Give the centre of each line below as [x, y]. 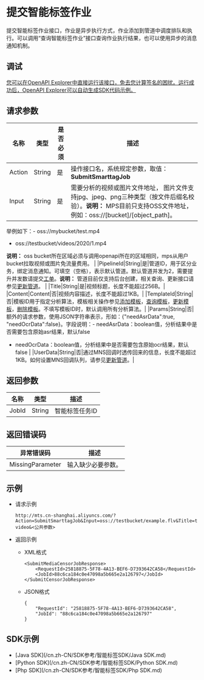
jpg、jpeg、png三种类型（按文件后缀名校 [136, 197]
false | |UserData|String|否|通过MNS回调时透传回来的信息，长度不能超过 [106, 352]
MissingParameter [36, 464]
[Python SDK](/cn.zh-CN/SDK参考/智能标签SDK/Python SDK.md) [96, 662]
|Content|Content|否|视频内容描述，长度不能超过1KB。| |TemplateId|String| [100, 294]
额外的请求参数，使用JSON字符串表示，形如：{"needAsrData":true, [90, 316]
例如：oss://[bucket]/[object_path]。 [123, 215]
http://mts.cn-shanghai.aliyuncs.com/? [66, 515]
